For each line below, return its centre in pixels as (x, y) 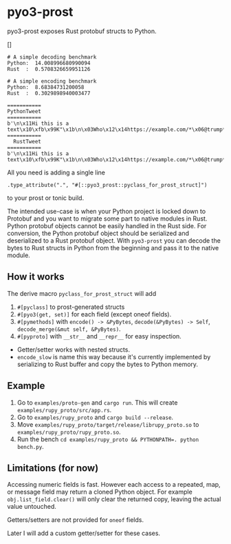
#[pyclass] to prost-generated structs (71, 307)
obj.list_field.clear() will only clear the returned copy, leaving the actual (114, 499)
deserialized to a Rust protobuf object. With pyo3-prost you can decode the (114, 240)
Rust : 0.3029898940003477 (49, 93)
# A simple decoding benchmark (52, 57)
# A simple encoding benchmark (52, 81)
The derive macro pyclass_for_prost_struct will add (82, 293)
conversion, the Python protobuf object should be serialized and (98, 233)
